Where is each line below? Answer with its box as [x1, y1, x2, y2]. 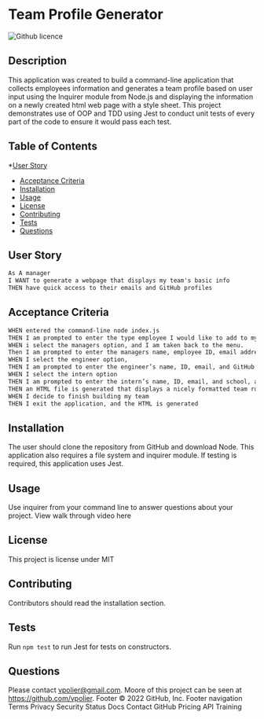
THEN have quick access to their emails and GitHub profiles [8, 284, 213, 292]
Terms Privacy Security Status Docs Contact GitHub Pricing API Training [8, 702, 242, 712]
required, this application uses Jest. [8, 459, 124, 468]
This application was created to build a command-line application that [8, 75, 234, 84]
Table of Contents [8, 140, 98, 153]
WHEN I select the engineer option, [8, 356, 128, 364]
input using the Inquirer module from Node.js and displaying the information [8, 92, 254, 101]
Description [8, 54, 67, 68]
